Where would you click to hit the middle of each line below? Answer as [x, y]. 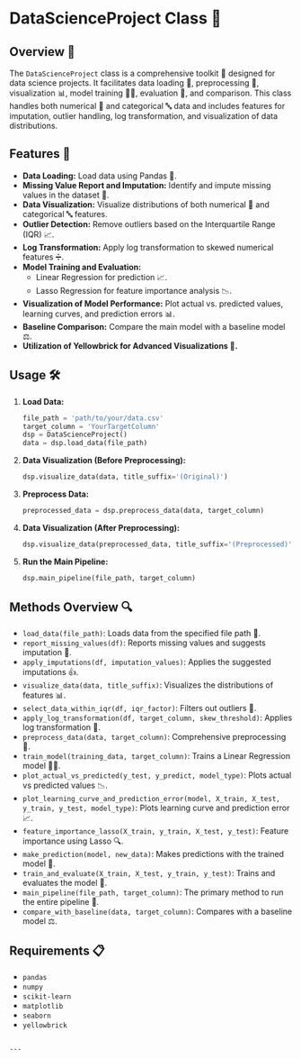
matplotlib [43, 1007]
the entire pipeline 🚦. [61, 902]
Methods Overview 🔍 [71, 607]
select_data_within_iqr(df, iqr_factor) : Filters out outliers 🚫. [139, 708]
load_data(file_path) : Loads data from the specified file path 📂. [142, 634]
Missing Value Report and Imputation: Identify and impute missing [146, 185]
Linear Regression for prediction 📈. [102, 277]
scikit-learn [47, 997]
